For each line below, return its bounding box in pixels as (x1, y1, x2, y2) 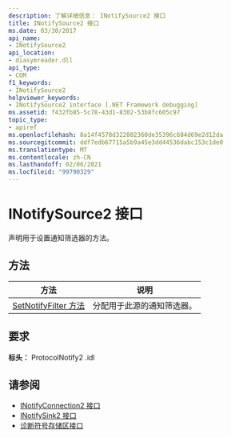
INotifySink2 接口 (19, 411, 78, 420)
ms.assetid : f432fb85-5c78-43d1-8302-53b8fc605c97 (8, 109, 181, 117)
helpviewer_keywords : (8, 94, 81, 102)
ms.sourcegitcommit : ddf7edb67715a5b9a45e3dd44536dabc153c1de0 (8, 138, 224, 147)
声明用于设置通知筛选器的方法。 (8, 233, 114, 243)
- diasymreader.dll (8, 57, 74, 65)
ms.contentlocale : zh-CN (8, 153, 91, 161)
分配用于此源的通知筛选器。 (92, 299, 197, 311)
